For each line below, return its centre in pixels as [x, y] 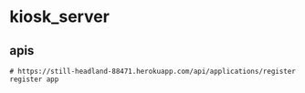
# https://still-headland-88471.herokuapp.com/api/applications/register [153, 71]
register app [34, 79]
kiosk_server [59, 17]
